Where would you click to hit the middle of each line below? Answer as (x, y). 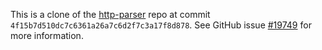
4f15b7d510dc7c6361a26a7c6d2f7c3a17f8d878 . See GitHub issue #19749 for (161, 25)
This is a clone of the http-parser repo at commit (110, 14)
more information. (47, 35)
